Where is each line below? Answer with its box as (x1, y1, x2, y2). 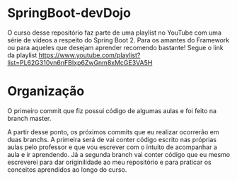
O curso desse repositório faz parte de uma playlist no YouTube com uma (7, 28, 221, 37)
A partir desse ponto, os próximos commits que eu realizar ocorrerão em (7, 127, 219, 136)
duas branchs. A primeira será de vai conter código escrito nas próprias (7, 135, 217, 144)
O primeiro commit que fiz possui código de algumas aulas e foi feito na (7, 106, 217, 115)
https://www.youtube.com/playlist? (38, 51, 141, 59)
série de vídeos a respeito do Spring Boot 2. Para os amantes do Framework (7, 35, 230, 44)
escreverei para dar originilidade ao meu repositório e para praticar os (7, 158, 212, 166)
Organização (7, 83, 85, 100)
